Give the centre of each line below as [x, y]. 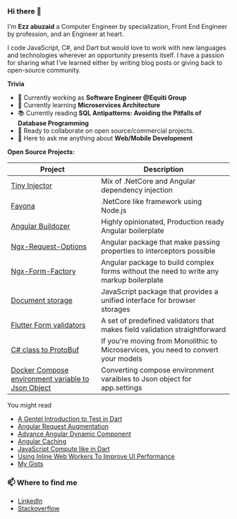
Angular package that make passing [160, 242]
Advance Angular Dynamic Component [74, 434]
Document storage [42, 301]
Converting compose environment [158, 370]
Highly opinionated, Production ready [163, 222]
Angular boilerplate [133, 231]
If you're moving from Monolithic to [159, 341]
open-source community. [44, 71]
